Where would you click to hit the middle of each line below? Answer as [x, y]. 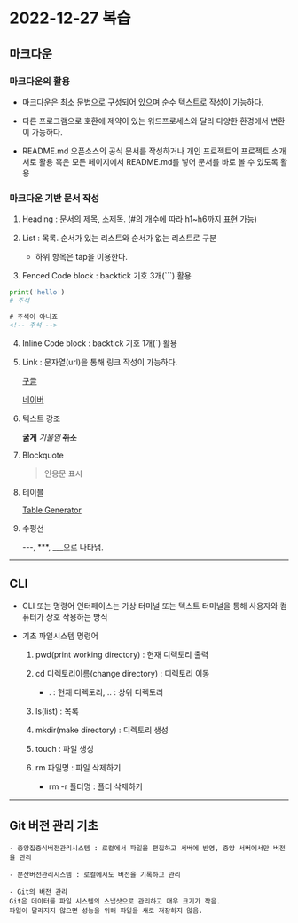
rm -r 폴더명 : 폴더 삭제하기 [96, 786]
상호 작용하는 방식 [77, 617]
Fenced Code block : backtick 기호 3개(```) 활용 [107, 276]
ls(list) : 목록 [57, 711]
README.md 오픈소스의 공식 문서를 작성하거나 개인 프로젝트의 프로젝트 [146, 151]
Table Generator [52, 510]
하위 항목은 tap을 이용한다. [82, 257]
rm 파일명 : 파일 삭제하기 [78, 768]
